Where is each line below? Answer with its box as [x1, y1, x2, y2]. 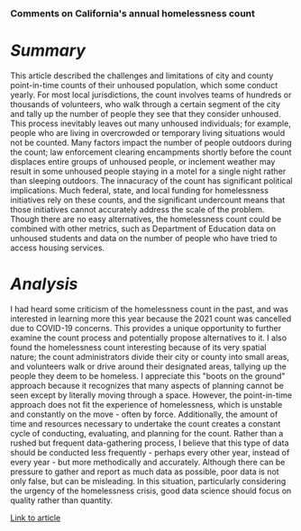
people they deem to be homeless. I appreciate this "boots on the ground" [10, 370, 286, 381]
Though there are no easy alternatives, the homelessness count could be [10, 213, 282, 224]
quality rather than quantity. [10, 494, 114, 506]
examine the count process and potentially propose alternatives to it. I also [10, 332, 287, 343]
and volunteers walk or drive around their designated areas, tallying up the [10, 361, 287, 372]
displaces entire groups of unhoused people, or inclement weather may [10, 156, 276, 166]
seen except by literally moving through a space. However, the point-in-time [10, 390, 292, 400]
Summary [10, 40, 87, 61]
